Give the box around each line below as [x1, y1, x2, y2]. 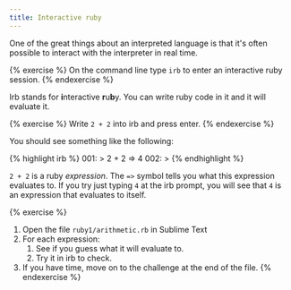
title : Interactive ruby [9, 13, 102, 22]
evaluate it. [9, 100, 50, 112]
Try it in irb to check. [35, 252, 112, 263]
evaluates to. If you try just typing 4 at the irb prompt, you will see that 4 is [9, 180, 282, 191]
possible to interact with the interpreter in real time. [9, 47, 199, 58]
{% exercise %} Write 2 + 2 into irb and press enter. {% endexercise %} [9, 118, 275, 129]
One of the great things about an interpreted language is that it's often [9, 38, 268, 48]
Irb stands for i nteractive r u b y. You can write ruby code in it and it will [9, 91, 267, 102]
